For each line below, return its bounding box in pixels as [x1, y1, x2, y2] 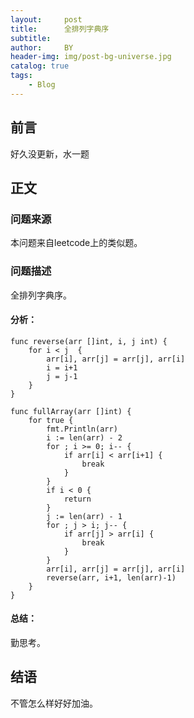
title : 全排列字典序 [10, 24, 110, 34]
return [63, 494, 92, 504]
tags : [10, 71, 33, 81]
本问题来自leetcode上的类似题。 [10, 237, 143, 249]
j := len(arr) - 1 [46, 511, 123, 521]
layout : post [10, 14, 83, 25]
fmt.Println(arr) [46, 424, 118, 434]
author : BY [10, 42, 74, 53]
